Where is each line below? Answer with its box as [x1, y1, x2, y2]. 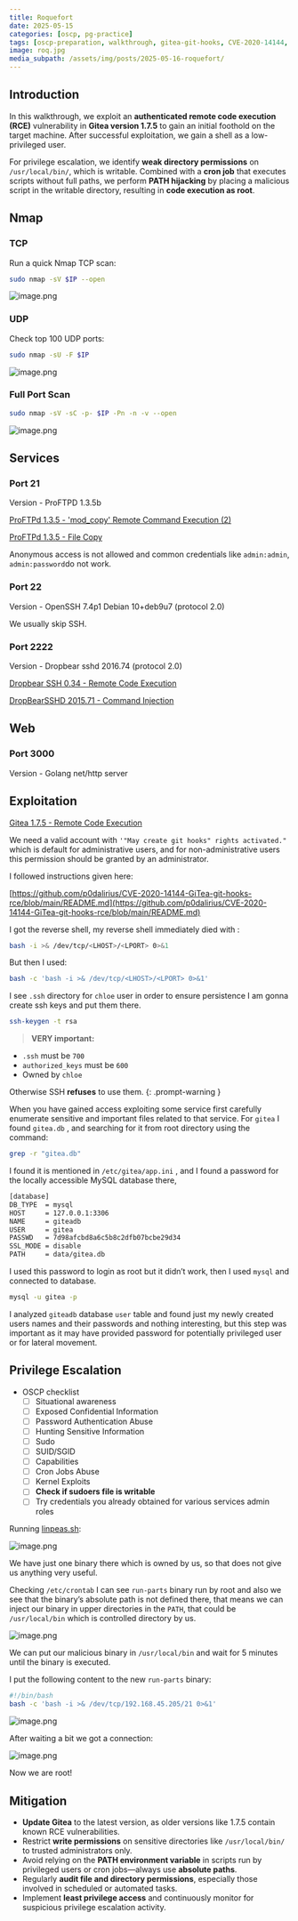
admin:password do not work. [9, 559, 112, 569]
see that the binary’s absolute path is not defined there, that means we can [9, 1594, 284, 1605]
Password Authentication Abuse [35, 1416, 154, 1427]
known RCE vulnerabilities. [21, 1826, 120, 1837]
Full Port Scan [9, 389, 71, 401]
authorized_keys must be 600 [21, 1060, 129, 1071]
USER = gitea [9, 1225, 74, 1234]
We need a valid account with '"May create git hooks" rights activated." [9, 834, 287, 845]
